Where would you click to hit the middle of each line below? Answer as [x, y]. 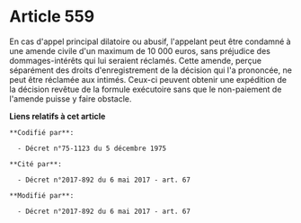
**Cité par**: [36, 164]
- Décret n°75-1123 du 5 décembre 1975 [92, 148]
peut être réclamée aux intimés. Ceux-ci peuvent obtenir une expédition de [148, 79]
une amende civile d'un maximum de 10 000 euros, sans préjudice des [140, 50]
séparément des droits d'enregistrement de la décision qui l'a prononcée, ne [150, 70]
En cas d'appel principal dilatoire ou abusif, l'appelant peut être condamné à [150, 41]
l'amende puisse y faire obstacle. [71, 98]
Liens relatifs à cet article [58, 116]
